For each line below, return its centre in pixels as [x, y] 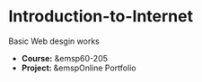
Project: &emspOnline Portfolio [79, 68]
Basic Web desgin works [54, 41]
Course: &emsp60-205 [65, 58]
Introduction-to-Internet [101, 16]
